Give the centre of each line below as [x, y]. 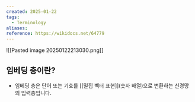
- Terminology [29, 22]
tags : [13, 17]
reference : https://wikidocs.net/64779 [55, 34]
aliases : [17, 28]
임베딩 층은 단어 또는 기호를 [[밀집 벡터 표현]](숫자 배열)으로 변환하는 [94, 85]
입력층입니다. [36, 93]
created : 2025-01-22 [32, 11]
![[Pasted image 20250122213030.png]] [55, 50]
